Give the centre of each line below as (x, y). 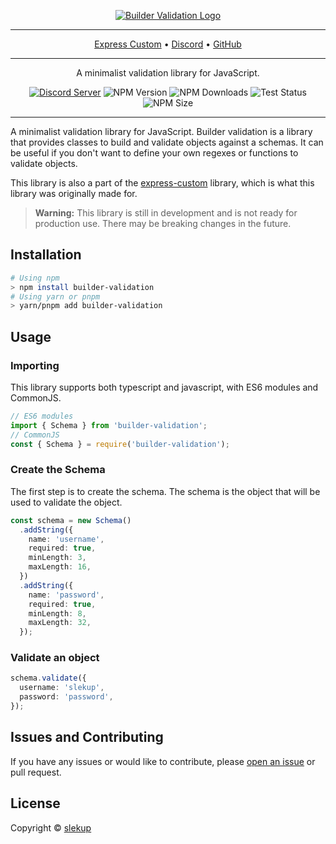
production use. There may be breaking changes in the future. (163, 223)
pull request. (36, 772)
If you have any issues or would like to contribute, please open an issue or (163, 761)
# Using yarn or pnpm (55, 296)
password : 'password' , (66, 697)
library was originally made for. (74, 193)
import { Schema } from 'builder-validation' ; (109, 425)
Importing (35, 365)
